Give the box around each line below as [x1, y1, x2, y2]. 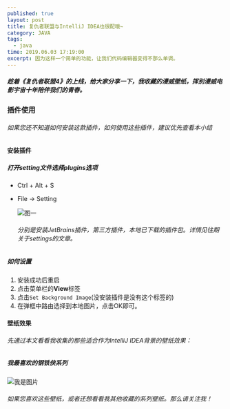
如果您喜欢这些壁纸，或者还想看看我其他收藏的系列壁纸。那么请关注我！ [7, 394, 212, 403]
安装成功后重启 [17, 276, 60, 284]
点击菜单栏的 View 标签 [17, 285, 81, 293]
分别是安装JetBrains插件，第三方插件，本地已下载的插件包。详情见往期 [17, 226, 220, 234]
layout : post [7, 17, 45, 23]
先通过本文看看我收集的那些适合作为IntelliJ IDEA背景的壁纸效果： [7, 336, 192, 344]
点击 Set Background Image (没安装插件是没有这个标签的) [17, 293, 174, 301]
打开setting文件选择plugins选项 [7, 163, 98, 171]
